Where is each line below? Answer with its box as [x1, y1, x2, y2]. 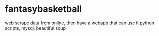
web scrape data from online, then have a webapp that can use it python [5, 20, 155, 26]
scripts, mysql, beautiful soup [5, 25, 66, 31]
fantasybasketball [5, 3, 82, 15]
